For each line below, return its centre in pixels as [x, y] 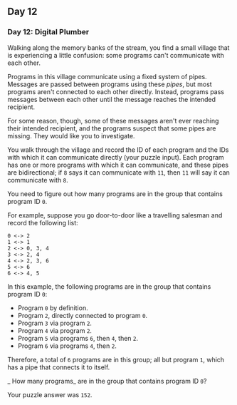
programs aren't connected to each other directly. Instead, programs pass [116, 91]
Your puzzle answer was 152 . [50, 394]
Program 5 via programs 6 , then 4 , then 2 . [78, 338]
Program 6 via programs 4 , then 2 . [67, 346]
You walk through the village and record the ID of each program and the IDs [118, 150]
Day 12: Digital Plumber [48, 32]
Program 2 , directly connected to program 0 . [83, 315]
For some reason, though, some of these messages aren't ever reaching [113, 121]
